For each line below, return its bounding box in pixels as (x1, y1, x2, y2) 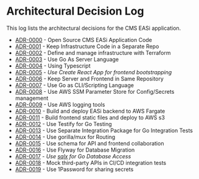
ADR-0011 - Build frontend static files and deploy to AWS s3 (15, 114, 166, 121)
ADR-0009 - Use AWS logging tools (15, 100, 105, 108)
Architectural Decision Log (6, 4, 144, 18)
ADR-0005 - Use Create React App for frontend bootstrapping (15, 68, 172, 75)
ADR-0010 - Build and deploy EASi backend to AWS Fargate (15, 107, 166, 114)
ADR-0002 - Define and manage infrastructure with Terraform (15, 49, 171, 56)
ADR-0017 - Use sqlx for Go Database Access (15, 152, 131, 160)
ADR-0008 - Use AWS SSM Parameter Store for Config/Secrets (15, 88, 175, 95)
